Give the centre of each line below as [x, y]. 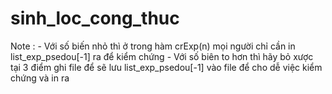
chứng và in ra [40, 78]
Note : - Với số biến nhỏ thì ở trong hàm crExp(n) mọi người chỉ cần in [153, 46]
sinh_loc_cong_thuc [95, 18]
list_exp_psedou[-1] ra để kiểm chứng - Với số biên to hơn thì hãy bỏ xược [162, 56]
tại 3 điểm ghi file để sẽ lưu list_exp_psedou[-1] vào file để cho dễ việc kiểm [166, 67]
